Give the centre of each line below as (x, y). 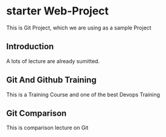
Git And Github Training (51, 80)
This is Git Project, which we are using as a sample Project (79, 28)
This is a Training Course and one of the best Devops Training (83, 94)
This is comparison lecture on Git (47, 128)
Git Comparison (37, 113)
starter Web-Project (58, 11)
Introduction (30, 47)
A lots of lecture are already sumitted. (53, 61)
